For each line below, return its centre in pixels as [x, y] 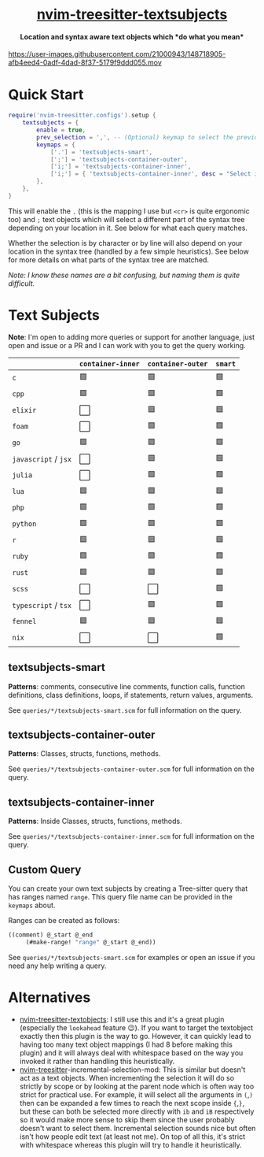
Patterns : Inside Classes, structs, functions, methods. [95, 821]
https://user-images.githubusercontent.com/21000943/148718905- [117, 54]
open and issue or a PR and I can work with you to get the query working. [127, 345]
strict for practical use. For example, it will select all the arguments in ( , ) [136, 1094]
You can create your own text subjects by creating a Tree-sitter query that [128, 888]
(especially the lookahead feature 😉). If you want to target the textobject [136, 1027]
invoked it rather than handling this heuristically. [97, 1061]
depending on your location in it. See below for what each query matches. [128, 228]
